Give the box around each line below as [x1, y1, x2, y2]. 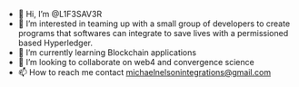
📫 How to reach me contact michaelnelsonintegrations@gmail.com [17, 67, 271, 77]
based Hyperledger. [17, 37, 94, 48]
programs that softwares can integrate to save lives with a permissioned [17, 28, 289, 38]
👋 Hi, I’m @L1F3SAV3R [17, 9, 103, 19]
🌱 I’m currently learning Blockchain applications [17, 47, 197, 58]
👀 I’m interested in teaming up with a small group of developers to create [17, 18, 291, 29]
